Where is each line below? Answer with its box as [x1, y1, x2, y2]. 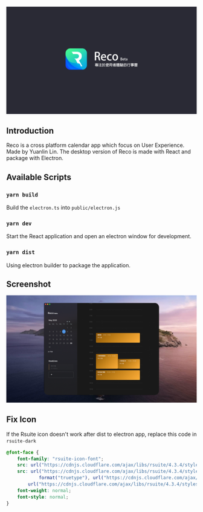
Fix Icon [6, 415, 37, 425]
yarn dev [6, 220, 32, 227]
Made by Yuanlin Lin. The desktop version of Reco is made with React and [6, 148, 192, 155]
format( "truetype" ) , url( [38, 475, 104, 481]
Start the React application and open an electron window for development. [6, 233, 192, 240]
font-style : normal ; [17, 494, 69, 500]
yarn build [6, 191, 38, 198]
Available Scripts [6, 172, 71, 182]
